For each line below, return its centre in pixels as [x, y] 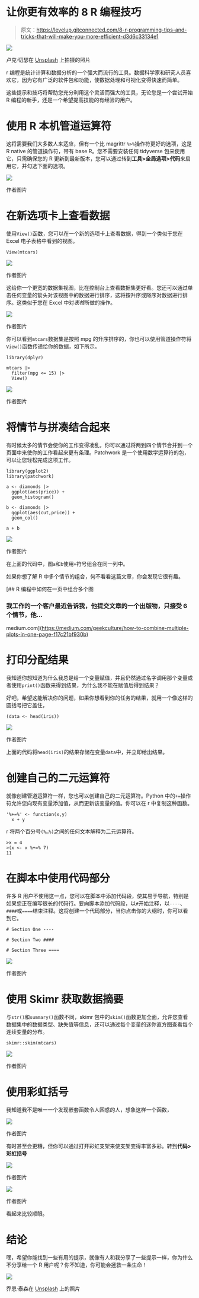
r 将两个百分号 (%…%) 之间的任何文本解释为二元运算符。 [72, 831]
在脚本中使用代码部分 [58, 878]
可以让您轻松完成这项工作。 [40, 460]
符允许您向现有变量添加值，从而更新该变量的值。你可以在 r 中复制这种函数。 [99, 803]
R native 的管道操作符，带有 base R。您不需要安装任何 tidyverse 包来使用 [96, 151]
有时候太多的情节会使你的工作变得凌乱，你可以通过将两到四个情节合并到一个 [99, 445]
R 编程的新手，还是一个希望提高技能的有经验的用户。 [71, 100]
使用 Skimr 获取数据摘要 [65, 1000]
